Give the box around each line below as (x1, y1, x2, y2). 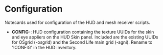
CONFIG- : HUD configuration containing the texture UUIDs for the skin (11, 29, 154, 35)
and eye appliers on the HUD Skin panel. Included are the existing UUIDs (11, 34, 159, 40)
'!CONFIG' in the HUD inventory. (11, 44, 77, 50)
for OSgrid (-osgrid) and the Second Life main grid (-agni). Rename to (11, 39, 153, 45)
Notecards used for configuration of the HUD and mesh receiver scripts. (4, 19, 150, 25)
